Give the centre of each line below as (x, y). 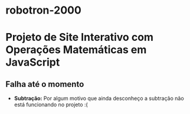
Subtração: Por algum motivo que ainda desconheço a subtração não (99, 99)
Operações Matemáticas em (76, 50)
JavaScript (33, 62)
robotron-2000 (44, 10)
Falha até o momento (45, 84)
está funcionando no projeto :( (51, 105)
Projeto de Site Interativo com (80, 38)
